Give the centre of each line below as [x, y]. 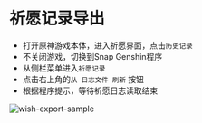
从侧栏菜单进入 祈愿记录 [64, 68]
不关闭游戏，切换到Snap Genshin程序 [92, 56]
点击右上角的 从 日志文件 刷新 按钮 [83, 79]
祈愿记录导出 [58, 19]
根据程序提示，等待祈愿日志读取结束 [90, 90]
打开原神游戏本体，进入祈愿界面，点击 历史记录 [107, 45]
